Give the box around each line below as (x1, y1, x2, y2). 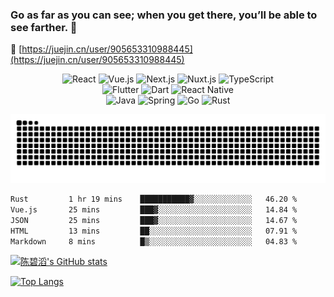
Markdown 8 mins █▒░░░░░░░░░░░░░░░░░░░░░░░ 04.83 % (10, 236, 298, 247)
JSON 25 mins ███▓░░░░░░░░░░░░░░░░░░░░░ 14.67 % (10, 215, 298, 225)
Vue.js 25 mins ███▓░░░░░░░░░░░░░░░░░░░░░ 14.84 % (10, 204, 298, 215)
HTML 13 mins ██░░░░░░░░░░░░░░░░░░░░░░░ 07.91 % (10, 226, 298, 236)
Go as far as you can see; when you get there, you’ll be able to (10, 8, 318, 22)
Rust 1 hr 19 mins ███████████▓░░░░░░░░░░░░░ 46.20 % (10, 194, 298, 205)
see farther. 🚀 (10, 20, 78, 34)
